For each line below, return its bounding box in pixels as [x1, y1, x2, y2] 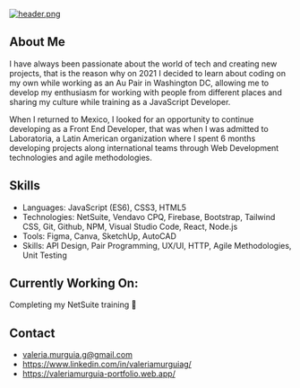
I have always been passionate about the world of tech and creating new [9, 58, 278, 69]
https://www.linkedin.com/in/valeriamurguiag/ [21, 359, 193, 370]
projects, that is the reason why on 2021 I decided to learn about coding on [9, 67, 287, 78]
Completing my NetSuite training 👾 [9, 299, 137, 310]
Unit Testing [21, 250, 67, 260]
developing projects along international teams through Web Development [9, 142, 279, 153]
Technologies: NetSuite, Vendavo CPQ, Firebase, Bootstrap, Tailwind [21, 211, 276, 222]
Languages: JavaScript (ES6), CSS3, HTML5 [21, 202, 186, 213]
